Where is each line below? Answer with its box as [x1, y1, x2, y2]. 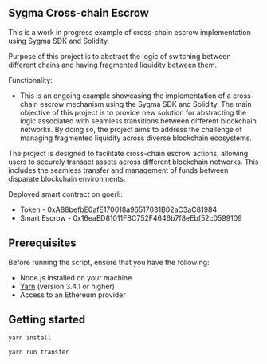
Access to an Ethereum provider [19, 290, 126, 299]
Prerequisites [8, 237, 77, 250]
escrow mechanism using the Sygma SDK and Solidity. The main [39, 99, 252, 108]
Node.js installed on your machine [19, 272, 132, 282]
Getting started [8, 313, 86, 327]
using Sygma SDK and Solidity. [8, 36, 110, 45]
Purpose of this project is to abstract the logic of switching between [8, 51, 231, 61]
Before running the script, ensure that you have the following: [8, 257, 210, 267]
